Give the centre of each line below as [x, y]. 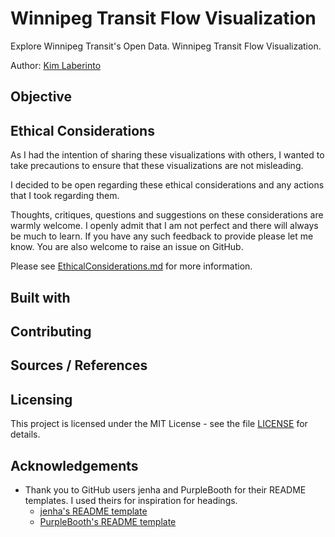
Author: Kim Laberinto [56, 65]
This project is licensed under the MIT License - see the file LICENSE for [159, 424]
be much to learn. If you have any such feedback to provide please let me [162, 236]
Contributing [51, 331]
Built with [40, 297]
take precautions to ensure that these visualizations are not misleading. [157, 166]
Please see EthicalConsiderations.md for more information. [131, 266]
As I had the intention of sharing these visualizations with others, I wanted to [167, 155]
